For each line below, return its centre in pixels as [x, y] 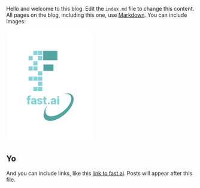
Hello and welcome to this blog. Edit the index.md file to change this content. [100, 9]
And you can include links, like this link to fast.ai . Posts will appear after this [99, 173]
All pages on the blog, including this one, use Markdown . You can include [97, 15]
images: [16, 21]
